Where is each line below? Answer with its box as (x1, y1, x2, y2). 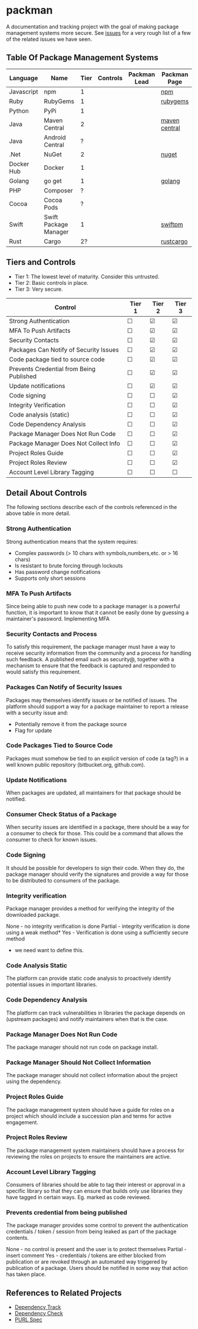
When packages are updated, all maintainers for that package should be (6, 789, 181, 796)
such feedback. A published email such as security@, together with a (6, 656, 174, 663)
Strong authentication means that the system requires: (6, 538, 138, 545)
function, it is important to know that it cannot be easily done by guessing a (6, 609, 189, 616)
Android (44, 133, 66, 142)
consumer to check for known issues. (6, 836, 97, 844)
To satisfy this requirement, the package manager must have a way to (6, 644, 176, 651)
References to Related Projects (6, 1288, 122, 1298)
